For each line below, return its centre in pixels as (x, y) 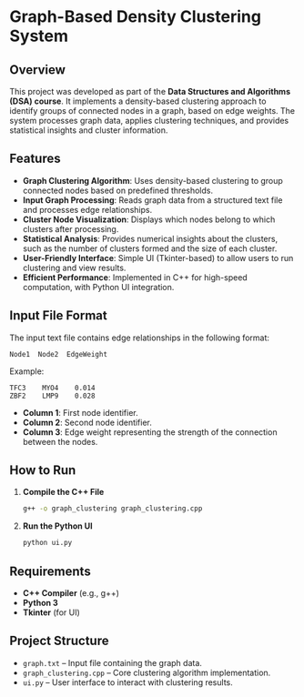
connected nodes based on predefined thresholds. (118, 190)
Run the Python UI (57, 526)
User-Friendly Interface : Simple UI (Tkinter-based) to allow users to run (158, 258)
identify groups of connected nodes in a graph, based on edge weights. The (152, 111)
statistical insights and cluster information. (89, 130)
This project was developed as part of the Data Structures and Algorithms (150, 91)
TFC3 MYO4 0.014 (52, 388)
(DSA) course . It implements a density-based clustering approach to (138, 101)
